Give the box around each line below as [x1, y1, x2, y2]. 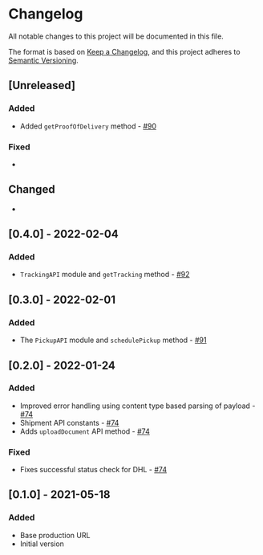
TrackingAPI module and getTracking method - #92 [19, 270, 190, 280]
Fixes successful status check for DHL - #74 [19, 465, 167, 475]
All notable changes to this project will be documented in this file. [8, 31, 225, 41]
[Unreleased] [8, 79, 76, 92]
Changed [8, 182, 55, 197]
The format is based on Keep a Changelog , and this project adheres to [8, 47, 241, 56]
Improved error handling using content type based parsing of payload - [19, 401, 256, 410]
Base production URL [19, 530, 91, 540]
